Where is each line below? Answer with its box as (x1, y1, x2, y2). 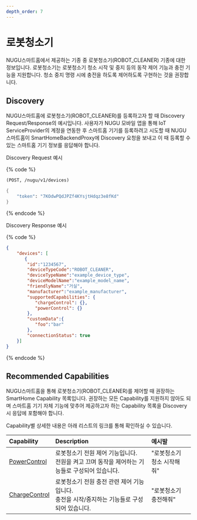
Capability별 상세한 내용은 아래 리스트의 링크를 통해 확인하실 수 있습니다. (6, 422, 173, 429)
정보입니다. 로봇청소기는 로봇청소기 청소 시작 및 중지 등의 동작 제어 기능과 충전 (6, 64, 185, 71)
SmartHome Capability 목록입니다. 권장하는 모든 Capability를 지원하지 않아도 (6, 395, 185, 402)
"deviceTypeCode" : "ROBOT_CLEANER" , (27, 267, 114, 273)
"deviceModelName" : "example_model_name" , (27, 278, 130, 284)
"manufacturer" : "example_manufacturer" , (27, 289, 127, 294)
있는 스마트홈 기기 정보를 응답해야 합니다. (6, 142, 100, 149)
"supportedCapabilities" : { (27, 294, 96, 300)
